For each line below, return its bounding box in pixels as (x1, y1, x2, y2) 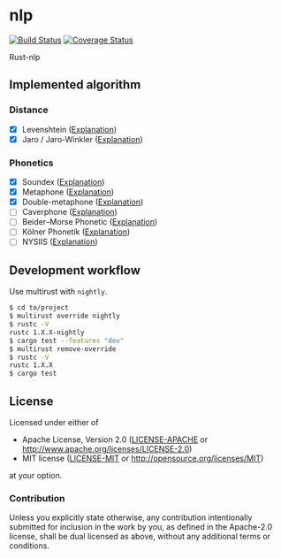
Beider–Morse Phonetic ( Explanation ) (21, 217, 158, 227)
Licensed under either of (9, 417, 99, 427)
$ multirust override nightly (9, 311, 121, 321)
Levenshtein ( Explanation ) (21, 124, 118, 134)
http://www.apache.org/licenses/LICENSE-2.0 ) (21, 443, 193, 454)
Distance (9, 103, 49, 116)
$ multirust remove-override (9, 344, 117, 354)
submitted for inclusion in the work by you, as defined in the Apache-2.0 (9, 522, 272, 532)
